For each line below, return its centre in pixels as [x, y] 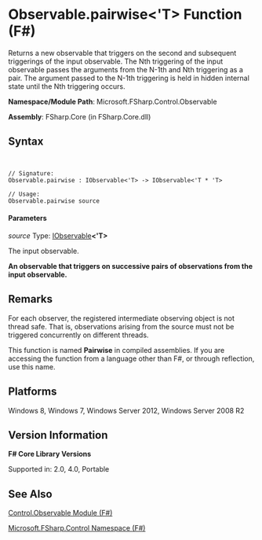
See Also [30, 494]
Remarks [31, 299]
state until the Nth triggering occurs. [67, 86]
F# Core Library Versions [50, 454]
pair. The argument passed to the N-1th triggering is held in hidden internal [129, 78]
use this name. [32, 366]
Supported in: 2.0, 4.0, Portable [59, 469]
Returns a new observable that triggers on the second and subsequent [122, 53]
